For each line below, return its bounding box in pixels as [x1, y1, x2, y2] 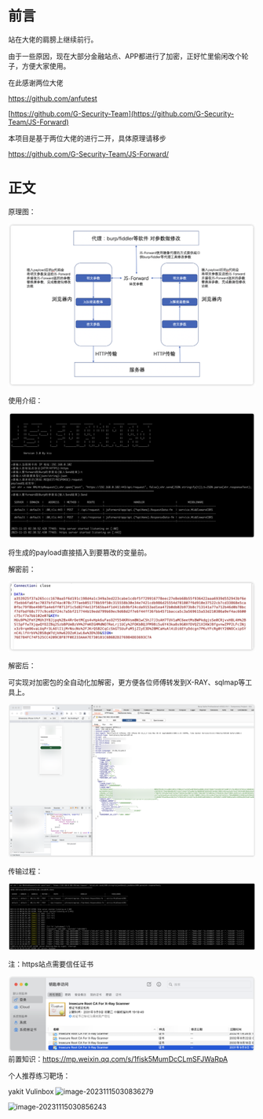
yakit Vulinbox [8, 1087, 54, 1096]
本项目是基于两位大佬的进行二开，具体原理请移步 [8, 133, 166, 142]
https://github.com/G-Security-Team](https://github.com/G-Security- [10, 109, 234, 118]
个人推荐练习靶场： [8, 1071, 71, 1080]
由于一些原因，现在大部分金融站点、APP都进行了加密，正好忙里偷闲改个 [8, 51, 242, 61]
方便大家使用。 [21, 61, 71, 71]
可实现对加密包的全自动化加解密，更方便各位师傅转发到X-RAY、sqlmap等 [8, 678, 246, 687]
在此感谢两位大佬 [8, 78, 64, 87]
